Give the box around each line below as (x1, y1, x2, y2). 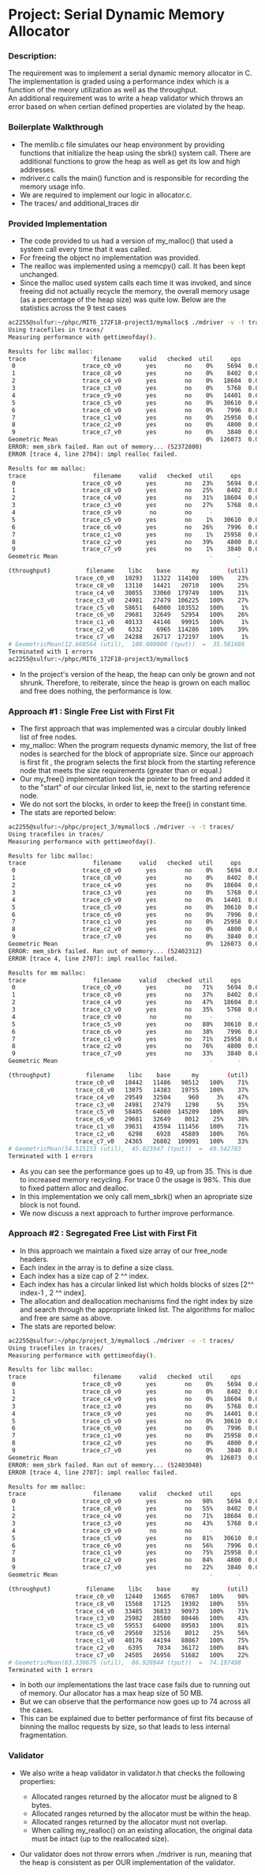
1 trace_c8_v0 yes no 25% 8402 (11, 487, 242, 494)
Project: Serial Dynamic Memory (8, 6, 225, 24)
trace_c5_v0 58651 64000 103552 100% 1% (75, 603, 248, 611)
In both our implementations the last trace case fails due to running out (19, 1680, 250, 1689)
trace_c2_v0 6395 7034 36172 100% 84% (75, 1644, 248, 1651)
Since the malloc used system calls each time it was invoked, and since (19, 278, 252, 287)
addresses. (19, 164, 57, 175)
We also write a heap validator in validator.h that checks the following (19, 1768, 245, 1778)
